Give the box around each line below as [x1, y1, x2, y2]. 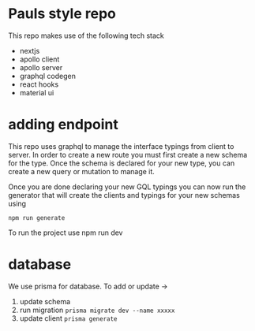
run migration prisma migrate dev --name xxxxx [19, 305, 175, 314]
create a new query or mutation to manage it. [8, 166, 156, 176]
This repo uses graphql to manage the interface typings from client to [8, 141, 234, 151]
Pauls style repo [8, 5, 116, 23]
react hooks [19, 80, 59, 89]
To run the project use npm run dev [8, 228, 123, 237]
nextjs [19, 46, 40, 55]
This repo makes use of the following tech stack [8, 31, 164, 40]
